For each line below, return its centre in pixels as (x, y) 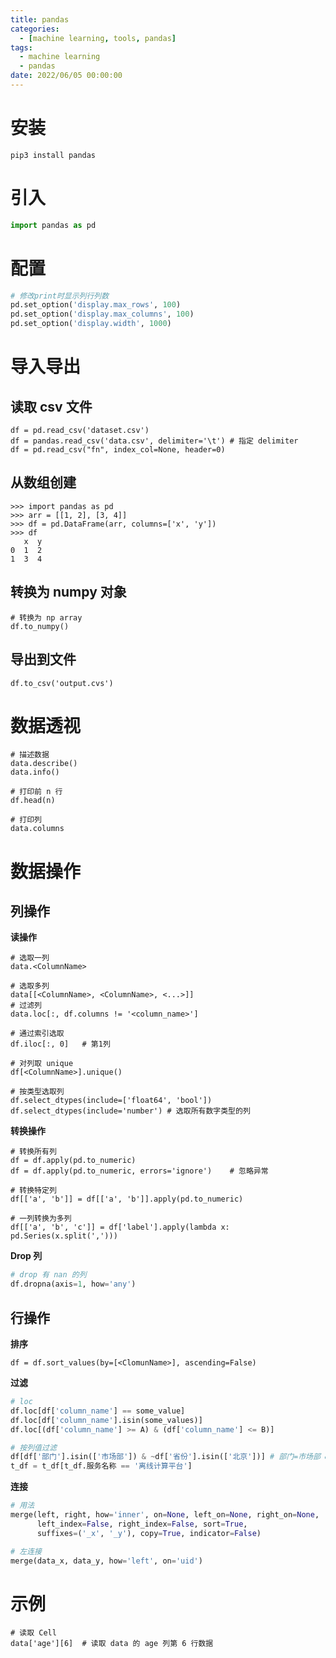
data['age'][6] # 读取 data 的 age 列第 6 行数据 (112, 1644)
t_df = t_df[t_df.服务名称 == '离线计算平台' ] (101, 1466)
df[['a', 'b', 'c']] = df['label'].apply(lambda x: (120, 1227)
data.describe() (44, 764)
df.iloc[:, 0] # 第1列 (60, 1044)
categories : (35, 29)
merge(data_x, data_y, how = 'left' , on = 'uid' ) (106, 1561)
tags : (21, 47)
